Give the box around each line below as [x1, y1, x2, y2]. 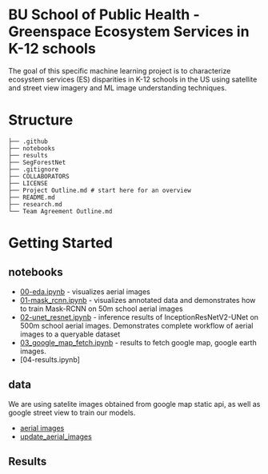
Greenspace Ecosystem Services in [8, 22, 250, 41]
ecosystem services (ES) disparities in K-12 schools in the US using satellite [8, 74, 258, 84]
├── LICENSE [8, 179, 48, 187]
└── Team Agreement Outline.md [8, 207, 113, 215]
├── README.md [8, 193, 56, 201]
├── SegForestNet [8, 158, 66, 166]
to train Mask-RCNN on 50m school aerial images [19, 304, 183, 313]
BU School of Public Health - [8, 6, 200, 24]
